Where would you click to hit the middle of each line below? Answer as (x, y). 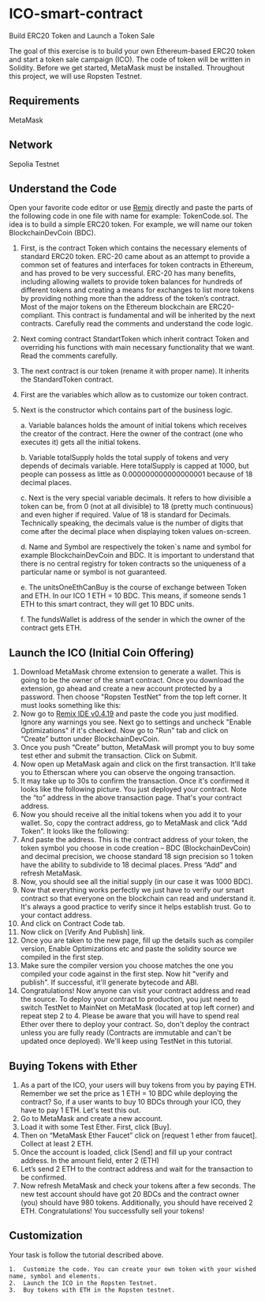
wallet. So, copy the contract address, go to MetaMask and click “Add (134, 823)
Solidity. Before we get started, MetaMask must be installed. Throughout (127, 67)
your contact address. (56, 915)
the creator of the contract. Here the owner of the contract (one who (132, 434)
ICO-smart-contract (76, 14)
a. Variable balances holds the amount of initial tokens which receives (134, 425)
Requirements (44, 101)
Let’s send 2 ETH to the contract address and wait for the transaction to (136, 1169)
